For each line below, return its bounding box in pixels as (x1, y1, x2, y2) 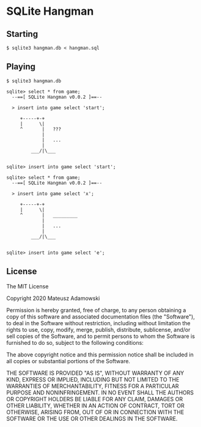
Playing (6, 61, 35, 72)
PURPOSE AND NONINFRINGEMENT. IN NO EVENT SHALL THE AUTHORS (6, 388, 194, 396)
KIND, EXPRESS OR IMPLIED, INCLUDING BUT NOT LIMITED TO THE (6, 375, 180, 383)
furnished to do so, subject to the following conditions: (6, 339, 144, 346)
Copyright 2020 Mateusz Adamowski (6, 294, 100, 302)
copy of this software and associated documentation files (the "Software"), (6, 313, 196, 320)
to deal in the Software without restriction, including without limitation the (6, 319, 191, 326)
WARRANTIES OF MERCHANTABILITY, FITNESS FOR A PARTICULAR (6, 382, 179, 390)
